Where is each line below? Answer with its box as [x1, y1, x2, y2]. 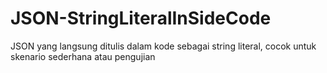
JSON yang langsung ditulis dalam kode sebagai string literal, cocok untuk [10, 40, 317, 52]
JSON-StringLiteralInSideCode [10, 7, 272, 30]
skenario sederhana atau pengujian [10, 50, 156, 62]
